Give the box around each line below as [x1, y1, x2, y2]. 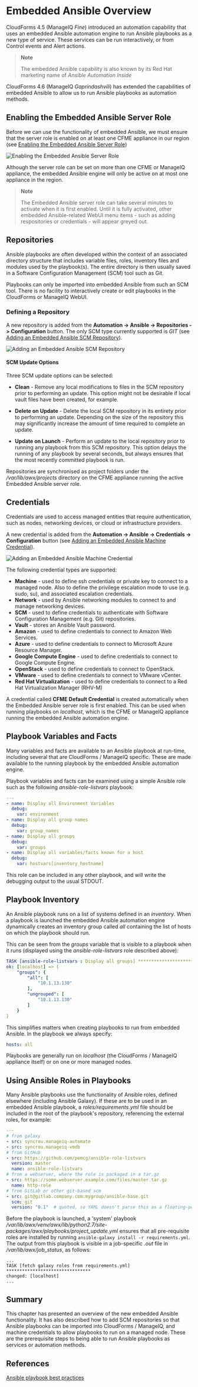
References [6, 1358, 49, 1369]
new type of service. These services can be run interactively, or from [6, 36, 174, 43]
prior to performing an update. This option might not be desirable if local [14, 390, 190, 397]
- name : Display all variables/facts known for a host [6, 850, 144, 856]
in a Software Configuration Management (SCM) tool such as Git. [6, 269, 164, 277]
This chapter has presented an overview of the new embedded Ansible [6, 1310, 179, 1317]
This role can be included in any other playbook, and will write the [6, 872, 166, 879]
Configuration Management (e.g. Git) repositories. [14, 615, 136, 622]
